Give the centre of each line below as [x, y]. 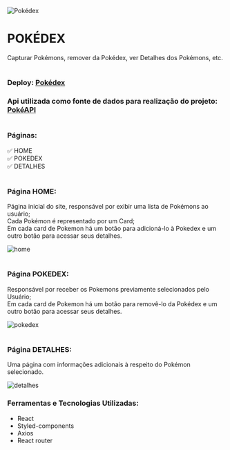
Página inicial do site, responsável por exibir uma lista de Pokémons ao [108, 207]
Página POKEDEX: [38, 274]
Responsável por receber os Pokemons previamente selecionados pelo [108, 289]
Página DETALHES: [40, 349]
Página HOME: [32, 191]
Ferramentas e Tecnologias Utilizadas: [73, 403]
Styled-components [46, 426]
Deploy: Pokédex [36, 83]
